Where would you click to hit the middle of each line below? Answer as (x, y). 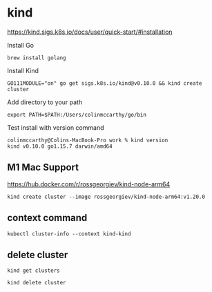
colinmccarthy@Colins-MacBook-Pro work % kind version (88, 140)
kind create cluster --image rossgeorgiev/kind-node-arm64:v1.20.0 (106, 197)
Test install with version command (56, 127)
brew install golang (37, 58)
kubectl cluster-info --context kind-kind (69, 234)
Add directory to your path (45, 102)
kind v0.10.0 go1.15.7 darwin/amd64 (60, 146)
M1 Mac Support (43, 167)
